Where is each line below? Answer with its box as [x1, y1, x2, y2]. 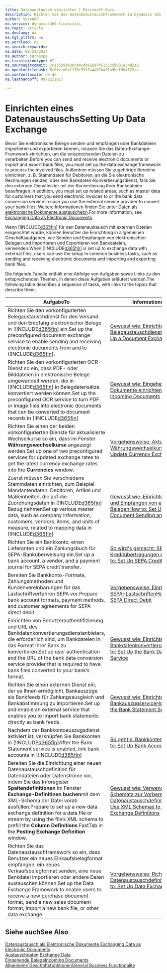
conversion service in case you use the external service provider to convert [5, 198, 160, 204]
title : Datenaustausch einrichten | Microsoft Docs [5, 7, 114, 12]
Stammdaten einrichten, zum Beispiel [7, 480, 94, 487]
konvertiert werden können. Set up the [7, 390, 96, 397]
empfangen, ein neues [7, 861, 60, 868]
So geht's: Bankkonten [110, 736, 163, 743]
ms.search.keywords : [5, 44, 48, 49]
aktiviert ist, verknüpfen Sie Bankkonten [7, 733, 101, 740]
